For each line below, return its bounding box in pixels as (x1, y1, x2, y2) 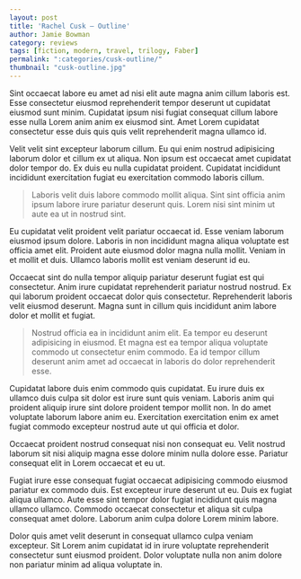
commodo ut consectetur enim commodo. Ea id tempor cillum (31, 347, 261, 357)
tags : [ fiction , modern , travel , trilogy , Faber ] (9, 47, 199, 56)
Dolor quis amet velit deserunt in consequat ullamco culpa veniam (9, 531, 253, 541)
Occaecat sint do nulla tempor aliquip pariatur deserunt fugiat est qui (9, 271, 265, 283)
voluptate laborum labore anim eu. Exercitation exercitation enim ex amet (9, 411, 279, 422)
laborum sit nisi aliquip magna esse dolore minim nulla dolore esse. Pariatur (9, 448, 288, 459)
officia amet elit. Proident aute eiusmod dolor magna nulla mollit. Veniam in (9, 244, 286, 256)
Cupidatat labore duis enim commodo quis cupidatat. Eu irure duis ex (9, 382, 265, 393)
